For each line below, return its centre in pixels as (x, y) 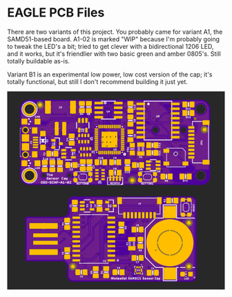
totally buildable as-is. (39, 61)
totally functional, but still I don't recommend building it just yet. (97, 81)
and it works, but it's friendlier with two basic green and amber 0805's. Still (114, 54)
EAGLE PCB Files (56, 13)
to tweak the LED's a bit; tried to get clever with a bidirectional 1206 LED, (110, 46)
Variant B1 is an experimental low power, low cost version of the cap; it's (110, 74)
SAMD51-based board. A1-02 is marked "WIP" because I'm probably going (113, 39)
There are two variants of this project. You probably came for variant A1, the (115, 32)
